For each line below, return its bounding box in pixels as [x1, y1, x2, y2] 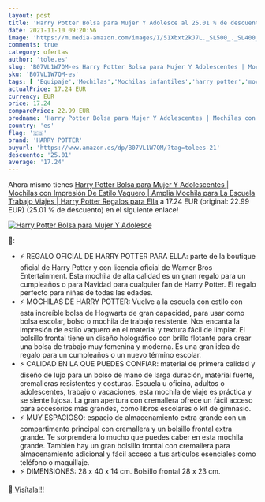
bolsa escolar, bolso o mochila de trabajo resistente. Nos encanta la [19, 317, 241, 326]
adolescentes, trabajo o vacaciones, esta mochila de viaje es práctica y [19, 388, 252, 397]
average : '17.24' [8, 159, 65, 167]
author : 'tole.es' [8, 56, 69, 64]
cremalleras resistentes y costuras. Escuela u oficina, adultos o [19, 379, 225, 388]
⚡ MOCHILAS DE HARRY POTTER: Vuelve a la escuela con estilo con [19, 297, 243, 306]
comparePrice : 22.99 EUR [8, 107, 90, 115]
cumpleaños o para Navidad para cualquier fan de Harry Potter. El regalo [19, 279, 256, 289]
